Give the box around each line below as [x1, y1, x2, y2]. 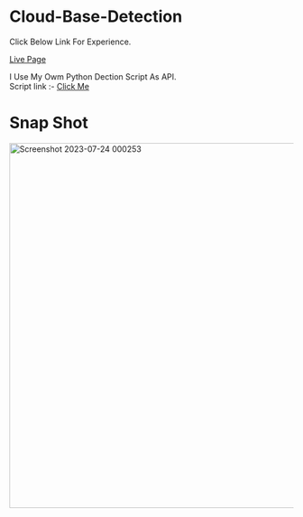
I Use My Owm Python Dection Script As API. [9, 70, 178, 82]
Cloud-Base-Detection [9, 6, 183, 27]
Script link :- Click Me [9, 80, 90, 91]
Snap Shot [9, 113, 88, 133]
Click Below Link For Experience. [9, 36, 132, 47]
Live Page [9, 53, 47, 64]
